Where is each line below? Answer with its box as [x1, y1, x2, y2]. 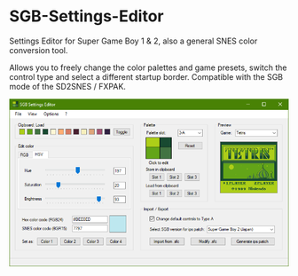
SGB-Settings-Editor [9, 6, 164, 27]
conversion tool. [9, 44, 68, 55]
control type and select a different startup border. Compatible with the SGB [9, 71, 284, 82]
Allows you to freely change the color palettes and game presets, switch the [9, 62, 287, 73]
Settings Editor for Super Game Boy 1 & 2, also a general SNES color [9, 35, 258, 46]
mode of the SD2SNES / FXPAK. [9, 81, 127, 91]
